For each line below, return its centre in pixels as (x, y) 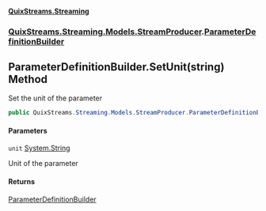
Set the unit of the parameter (55, 98)
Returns (22, 181)
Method (28, 79)
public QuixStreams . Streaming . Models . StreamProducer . (99, 113)
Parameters (28, 130)
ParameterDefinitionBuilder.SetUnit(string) (116, 67)
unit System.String (39, 148)
